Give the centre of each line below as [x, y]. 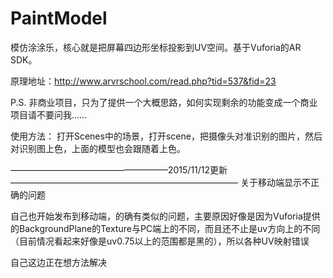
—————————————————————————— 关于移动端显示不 [160, 182]
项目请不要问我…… [49, 114]
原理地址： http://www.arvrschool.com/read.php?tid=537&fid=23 [143, 81]
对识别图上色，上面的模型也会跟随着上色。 [98, 148]
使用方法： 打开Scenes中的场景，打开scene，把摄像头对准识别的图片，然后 [166, 136]
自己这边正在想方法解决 [58, 262]
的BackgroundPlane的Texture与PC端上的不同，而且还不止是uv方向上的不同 [165, 228]
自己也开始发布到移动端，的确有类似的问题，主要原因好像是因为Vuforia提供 [165, 216]
